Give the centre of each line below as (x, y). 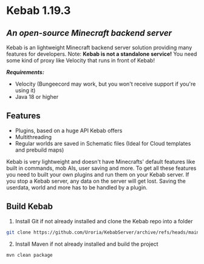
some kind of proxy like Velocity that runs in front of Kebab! (80, 60)
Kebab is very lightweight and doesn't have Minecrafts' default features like (101, 161)
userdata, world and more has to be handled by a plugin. (77, 187)
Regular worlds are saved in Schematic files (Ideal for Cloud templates (103, 143)
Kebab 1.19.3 (39, 11)
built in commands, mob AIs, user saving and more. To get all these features (101, 168)
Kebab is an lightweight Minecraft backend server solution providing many (99, 47)
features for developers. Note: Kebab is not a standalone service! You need (102, 54)
